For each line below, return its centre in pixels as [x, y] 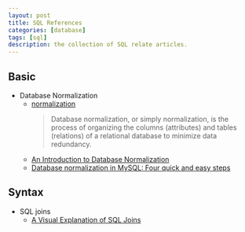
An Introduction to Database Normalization [100, 159]
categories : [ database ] [47, 30]
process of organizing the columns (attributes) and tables [144, 127]
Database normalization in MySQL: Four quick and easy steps [131, 168]
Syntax [26, 192]
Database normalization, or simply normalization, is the [140, 119]
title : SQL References [45, 23]
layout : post [29, 15]
